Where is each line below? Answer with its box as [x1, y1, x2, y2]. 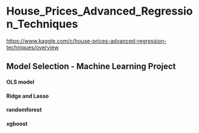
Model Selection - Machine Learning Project [6, 61, 176, 72]
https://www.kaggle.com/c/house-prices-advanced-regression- [6, 37, 167, 44]
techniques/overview [6, 44, 59, 51]
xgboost [6, 120, 28, 127]
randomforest [6, 106, 42, 114]
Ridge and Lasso [6, 92, 49, 100]
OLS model [6, 78, 35, 86]
